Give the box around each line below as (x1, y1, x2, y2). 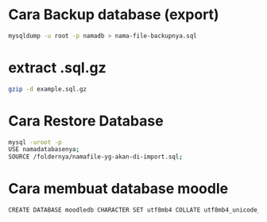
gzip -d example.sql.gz (8, 85, 87, 93)
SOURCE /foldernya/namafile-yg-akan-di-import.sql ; (8, 153, 183, 161)
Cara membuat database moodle (8, 180, 229, 198)
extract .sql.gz (8, 59, 106, 76)
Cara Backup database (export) (8, 6, 220, 24)
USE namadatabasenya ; (8, 146, 80, 154)
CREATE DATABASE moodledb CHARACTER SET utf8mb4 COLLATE (8, 206, 201, 214)
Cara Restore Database (8, 111, 164, 130)
